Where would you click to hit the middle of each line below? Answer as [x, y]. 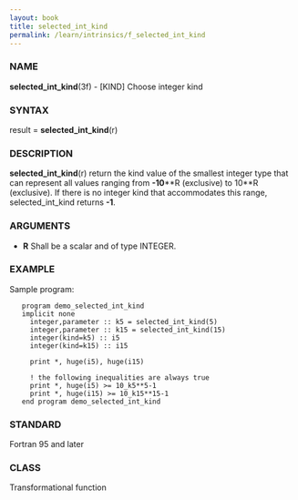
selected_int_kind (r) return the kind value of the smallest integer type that [149, 173]
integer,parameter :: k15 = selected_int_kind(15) [128, 330]
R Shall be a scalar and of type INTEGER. [99, 246]
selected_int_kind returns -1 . [62, 202]
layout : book [34, 18]
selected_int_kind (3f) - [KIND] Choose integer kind [106, 87]
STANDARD [36, 424]
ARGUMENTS [40, 226]
